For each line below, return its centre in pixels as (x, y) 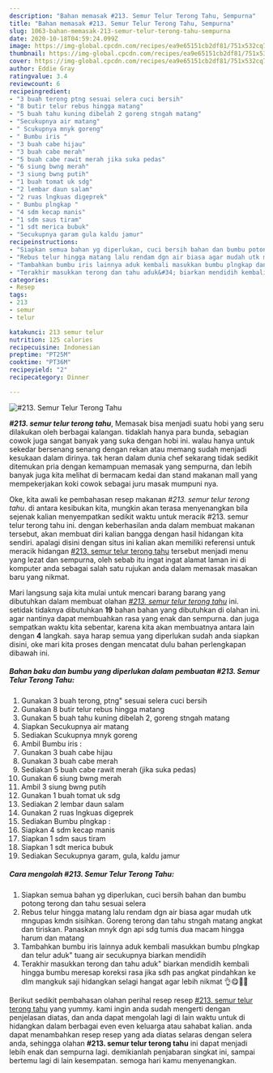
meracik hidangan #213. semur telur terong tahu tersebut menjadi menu (129, 551)
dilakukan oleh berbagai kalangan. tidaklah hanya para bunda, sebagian (129, 431)
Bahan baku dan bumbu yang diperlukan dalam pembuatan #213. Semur (134, 672)
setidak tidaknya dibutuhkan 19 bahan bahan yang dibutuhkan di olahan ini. (135, 610)
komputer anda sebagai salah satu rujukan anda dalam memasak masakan (133, 568)
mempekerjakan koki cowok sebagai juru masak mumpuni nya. (114, 483)
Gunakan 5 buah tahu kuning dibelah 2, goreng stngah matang (125, 718)
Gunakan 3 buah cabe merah (69, 761)
